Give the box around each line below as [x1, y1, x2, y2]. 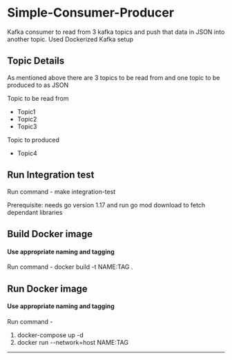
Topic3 [17, 122, 37, 131]
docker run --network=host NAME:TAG [17, 338, 129, 346]
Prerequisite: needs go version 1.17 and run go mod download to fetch [7, 200, 206, 209]
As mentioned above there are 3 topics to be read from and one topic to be [7, 73, 220, 82]
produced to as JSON [7, 81, 69, 89]
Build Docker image [7, 228, 93, 240]
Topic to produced [7, 135, 60, 144]
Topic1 [17, 107, 36, 115]
